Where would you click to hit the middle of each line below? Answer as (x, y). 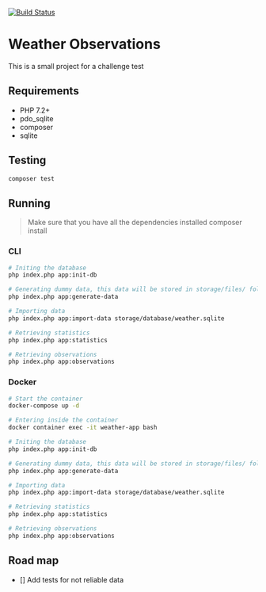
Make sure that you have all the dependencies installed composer (135, 223)
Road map (34, 561)
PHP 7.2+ (35, 110)
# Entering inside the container (63, 420)
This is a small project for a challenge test (76, 66)
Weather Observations (84, 44)
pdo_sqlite (36, 118)
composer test (32, 178)
